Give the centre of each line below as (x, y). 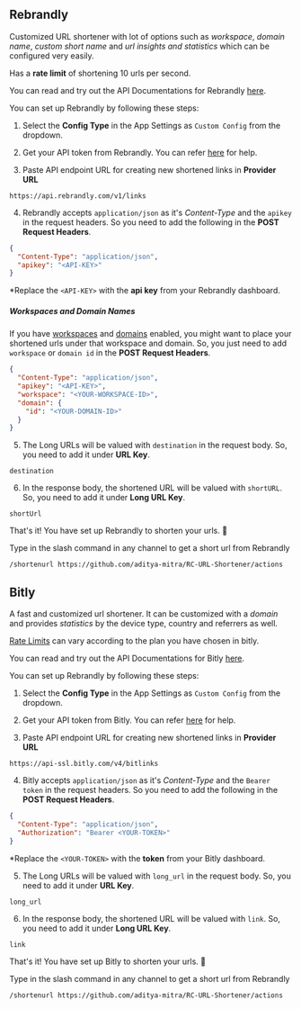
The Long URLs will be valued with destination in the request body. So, (155, 446)
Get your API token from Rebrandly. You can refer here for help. (140, 152)
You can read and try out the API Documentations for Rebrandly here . (138, 90)
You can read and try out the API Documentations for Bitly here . (127, 658)
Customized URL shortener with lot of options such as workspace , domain (147, 36)
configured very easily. (52, 55)
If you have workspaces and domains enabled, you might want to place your (150, 334)
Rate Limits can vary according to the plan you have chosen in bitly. (134, 641)
